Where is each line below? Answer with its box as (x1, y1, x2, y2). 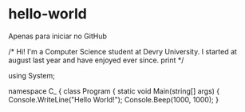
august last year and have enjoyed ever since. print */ (8, 55, 184, 65)
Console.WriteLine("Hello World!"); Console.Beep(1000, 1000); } (8, 94, 219, 104)
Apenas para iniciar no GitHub (8, 31, 108, 41)
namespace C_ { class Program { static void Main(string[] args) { (8, 86, 220, 96)
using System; (8, 70, 56, 80)
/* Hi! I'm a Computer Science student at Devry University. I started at (8, 46, 238, 56)
